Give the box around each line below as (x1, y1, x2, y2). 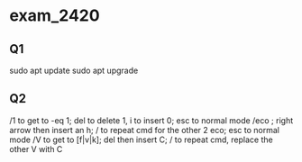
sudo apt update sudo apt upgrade (9, 65, 139, 76)
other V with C (9, 143, 63, 154)
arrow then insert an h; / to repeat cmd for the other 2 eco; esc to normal (9, 124, 279, 135)
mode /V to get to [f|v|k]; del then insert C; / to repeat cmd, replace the (9, 134, 273, 145)
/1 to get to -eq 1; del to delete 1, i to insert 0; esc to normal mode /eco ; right (9, 114, 294, 126)
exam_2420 (9, 5, 101, 26)
